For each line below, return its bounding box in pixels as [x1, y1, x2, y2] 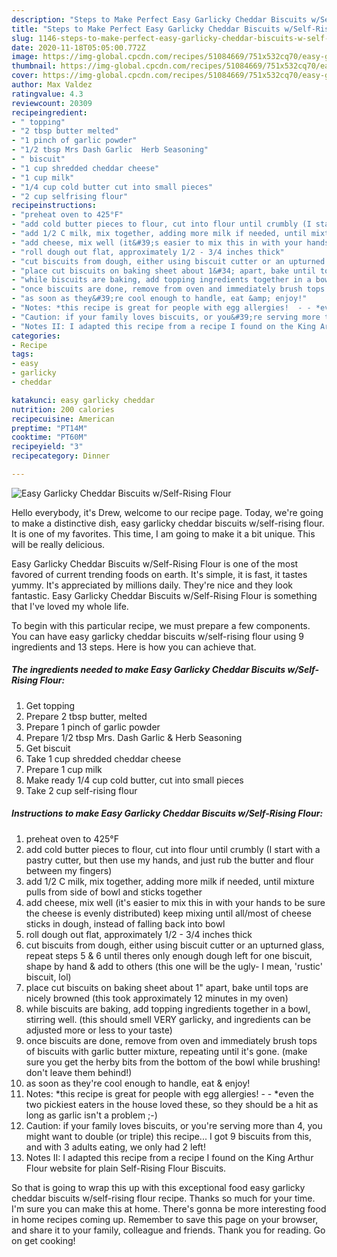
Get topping [25, 699, 76, 711]
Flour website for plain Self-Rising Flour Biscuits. [25, 1162, 227, 1174]
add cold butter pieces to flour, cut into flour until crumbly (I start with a [25, 843, 321, 855]
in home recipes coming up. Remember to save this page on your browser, [11, 1213, 319, 1225]
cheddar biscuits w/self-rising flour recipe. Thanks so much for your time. [11, 1192, 316, 1204]
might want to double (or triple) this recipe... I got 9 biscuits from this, [25, 1130, 312, 1142]
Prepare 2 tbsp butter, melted [25, 710, 148, 722]
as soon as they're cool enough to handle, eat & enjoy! [25, 1077, 251, 1089]
